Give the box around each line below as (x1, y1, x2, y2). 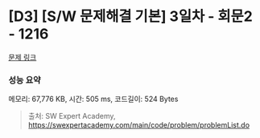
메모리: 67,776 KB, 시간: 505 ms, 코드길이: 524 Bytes (8, 94, 179, 104)
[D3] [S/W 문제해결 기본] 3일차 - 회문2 (8, 7, 254, 26)
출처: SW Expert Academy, (27, 112, 116, 121)
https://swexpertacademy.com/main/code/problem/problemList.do (27, 120, 250, 130)
